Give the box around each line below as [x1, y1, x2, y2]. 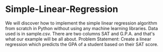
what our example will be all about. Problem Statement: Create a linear [5, 36, 151, 42]
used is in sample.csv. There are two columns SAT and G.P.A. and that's [5, 30, 155, 36]
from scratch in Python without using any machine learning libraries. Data [5, 25, 158, 31]
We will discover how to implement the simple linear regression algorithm [5, 20, 157, 26]
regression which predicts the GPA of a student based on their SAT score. [5, 41, 158, 47]
